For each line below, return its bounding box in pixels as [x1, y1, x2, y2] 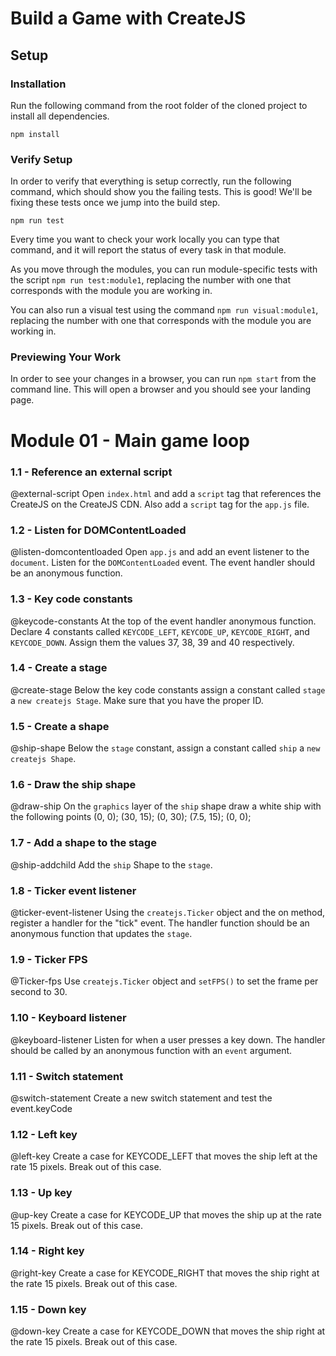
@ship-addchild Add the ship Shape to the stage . [10, 858, 213, 871]
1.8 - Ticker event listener [10, 883, 137, 897]
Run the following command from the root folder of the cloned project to [10, 99, 308, 111]
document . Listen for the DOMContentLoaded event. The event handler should [10, 557, 315, 569]
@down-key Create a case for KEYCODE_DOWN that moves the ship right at [10, 1325, 326, 1337]
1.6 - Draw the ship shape [10, 778, 137, 792]
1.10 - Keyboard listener [10, 1011, 127, 1025]
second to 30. [10, 986, 68, 998]
